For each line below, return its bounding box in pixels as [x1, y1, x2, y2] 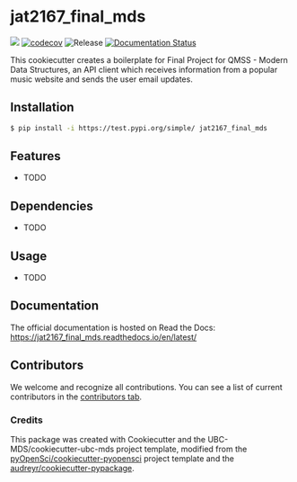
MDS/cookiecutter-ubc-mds [10, 443, 115, 454]
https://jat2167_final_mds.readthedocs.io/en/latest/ [10, 331, 197, 343]
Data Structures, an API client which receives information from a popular [10, 64, 278, 75]
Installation [10, 100, 74, 115]
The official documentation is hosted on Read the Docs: [10, 322, 216, 333]
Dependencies [10, 198, 93, 213]
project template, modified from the [116, 443, 248, 454]
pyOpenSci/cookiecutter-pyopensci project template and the [10, 452, 234, 464]
